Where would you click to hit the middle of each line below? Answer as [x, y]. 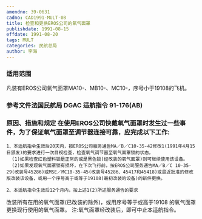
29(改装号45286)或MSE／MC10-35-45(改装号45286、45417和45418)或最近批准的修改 [100, 172]
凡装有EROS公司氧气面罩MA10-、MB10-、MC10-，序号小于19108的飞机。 [98, 88]
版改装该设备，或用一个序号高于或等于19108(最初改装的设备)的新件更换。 [86, 179]
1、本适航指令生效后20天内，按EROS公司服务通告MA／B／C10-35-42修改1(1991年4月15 [101, 146]
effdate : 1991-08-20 [32, 35]
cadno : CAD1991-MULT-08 [36, 18]
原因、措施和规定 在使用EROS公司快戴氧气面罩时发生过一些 [93, 123]
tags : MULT [20, 40]
